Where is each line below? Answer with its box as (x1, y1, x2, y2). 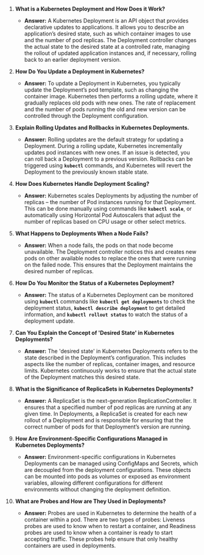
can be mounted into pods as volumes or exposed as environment (24, 473, 191, 480)
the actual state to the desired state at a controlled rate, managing (24, 43, 190, 50)
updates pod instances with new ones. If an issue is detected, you (24, 149, 190, 156)
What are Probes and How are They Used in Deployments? (15, 498, 166, 505)
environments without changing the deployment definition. (24, 486, 171, 493)
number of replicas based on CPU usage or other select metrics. (24, 218, 186, 225)
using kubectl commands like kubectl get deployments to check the (24, 298, 195, 305)
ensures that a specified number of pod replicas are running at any (24, 403, 192, 411)
